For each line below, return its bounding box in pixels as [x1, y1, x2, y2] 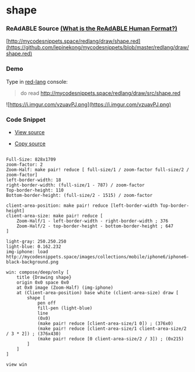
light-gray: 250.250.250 [6, 238, 67, 245]
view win [6, 361, 27, 368]
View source [14, 129, 45, 136]
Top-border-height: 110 [6, 187, 64, 193]
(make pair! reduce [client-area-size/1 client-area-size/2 [37, 326, 187, 332]
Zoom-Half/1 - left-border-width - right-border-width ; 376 [16, 218, 168, 224]
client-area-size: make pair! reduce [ [6, 213, 103, 219]
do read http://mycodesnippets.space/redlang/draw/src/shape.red [20, 89, 181, 97]
